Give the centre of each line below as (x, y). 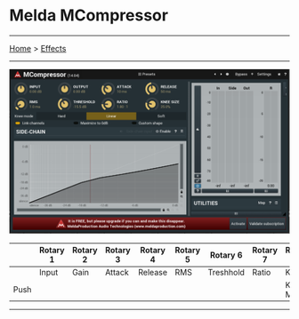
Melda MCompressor (89, 16)
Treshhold (226, 273)
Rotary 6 (226, 255)
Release (152, 273)
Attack (117, 273)
